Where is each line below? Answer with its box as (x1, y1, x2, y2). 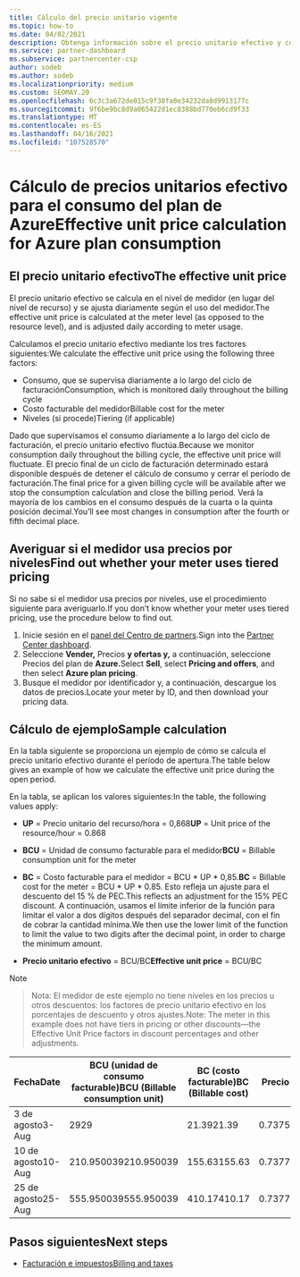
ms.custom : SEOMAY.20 (9, 88, 90, 97)
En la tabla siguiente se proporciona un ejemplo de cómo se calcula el (9, 746, 266, 757)
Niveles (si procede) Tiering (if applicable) (21, 412, 176, 423)
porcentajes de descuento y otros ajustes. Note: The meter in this (30, 1010, 271, 1020)
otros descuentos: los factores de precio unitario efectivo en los (30, 1000, 267, 1011)
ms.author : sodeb (9, 72, 74, 80)
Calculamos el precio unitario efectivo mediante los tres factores (9, 338, 247, 349)
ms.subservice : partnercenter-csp (9, 55, 138, 63)
